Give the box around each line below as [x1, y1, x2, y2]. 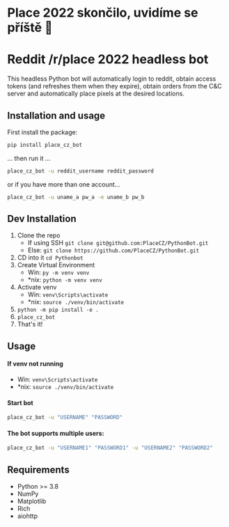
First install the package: [7, 127, 78, 136]
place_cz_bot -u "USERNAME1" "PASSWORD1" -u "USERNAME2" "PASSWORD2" [7, 444, 214, 452]
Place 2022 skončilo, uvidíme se [7, 5, 198, 21]
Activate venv [17, 283, 57, 292]
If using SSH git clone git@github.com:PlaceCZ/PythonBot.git [27, 239, 209, 247]
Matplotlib [17, 496, 47, 505]
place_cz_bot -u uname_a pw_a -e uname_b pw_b [7, 194, 145, 200]
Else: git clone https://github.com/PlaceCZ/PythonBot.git [27, 246, 200, 255]
